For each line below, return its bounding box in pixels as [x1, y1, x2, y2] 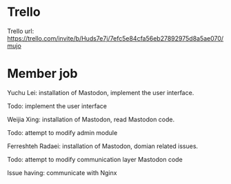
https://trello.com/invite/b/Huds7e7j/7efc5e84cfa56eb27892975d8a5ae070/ [7, 34, 224, 42]
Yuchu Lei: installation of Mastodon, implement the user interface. [7, 88, 194, 96]
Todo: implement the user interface [7, 101, 108, 110]
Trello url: [7, 27, 34, 35]
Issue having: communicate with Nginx [7, 168, 117, 176]
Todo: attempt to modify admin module [7, 128, 118, 136]
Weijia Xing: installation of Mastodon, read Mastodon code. [7, 115, 175, 123]
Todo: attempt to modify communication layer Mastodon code [7, 155, 183, 163]
